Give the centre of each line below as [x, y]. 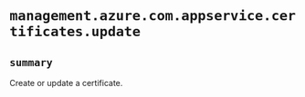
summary [31, 62]
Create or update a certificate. [66, 83]
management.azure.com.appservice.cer [153, 16]
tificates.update [75, 32]
